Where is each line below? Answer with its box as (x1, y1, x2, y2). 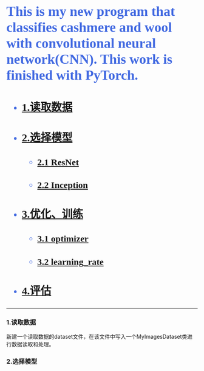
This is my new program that (6, 4, 175, 19)
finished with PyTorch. (6, 68, 138, 83)
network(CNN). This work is (6, 51, 173, 68)
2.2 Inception (37, 180, 88, 190)
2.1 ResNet (37, 157, 79, 167)
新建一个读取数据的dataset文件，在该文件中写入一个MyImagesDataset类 (6, 333, 188, 341)
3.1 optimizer (37, 234, 89, 244)
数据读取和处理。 (11, 341, 55, 348)
